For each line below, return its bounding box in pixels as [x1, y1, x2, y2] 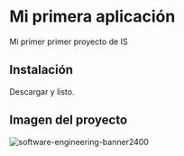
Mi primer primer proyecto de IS [9, 36, 128, 47]
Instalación [9, 62, 74, 78]
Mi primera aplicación [9, 6, 176, 27]
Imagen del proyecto [9, 113, 128, 128]
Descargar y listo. [9, 86, 75, 96]
